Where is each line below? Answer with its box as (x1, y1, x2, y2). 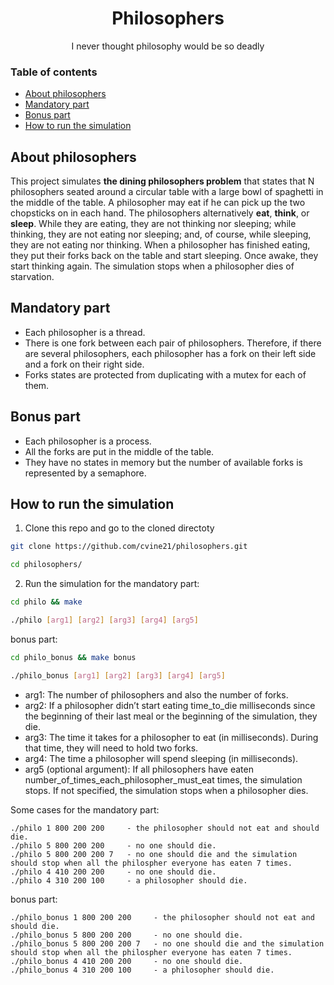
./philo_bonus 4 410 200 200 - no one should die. (10, 956, 244, 966)
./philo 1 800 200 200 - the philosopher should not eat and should (10, 823, 320, 833)
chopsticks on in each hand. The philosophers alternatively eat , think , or (10, 207, 310, 219)
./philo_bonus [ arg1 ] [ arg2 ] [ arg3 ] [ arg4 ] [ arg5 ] (10, 670, 226, 681)
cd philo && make (10, 597, 83, 607)
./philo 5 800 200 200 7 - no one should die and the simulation (10, 849, 298, 859)
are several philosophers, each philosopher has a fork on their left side (24, 347, 317, 359)
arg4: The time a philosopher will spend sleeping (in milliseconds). (24, 752, 299, 764)
